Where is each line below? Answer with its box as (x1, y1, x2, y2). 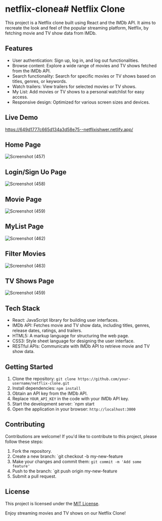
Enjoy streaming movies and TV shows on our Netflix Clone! (5, 510, 126, 516)
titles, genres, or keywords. (12, 78, 68, 84)
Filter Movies (5, 249, 46, 258)
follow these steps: (5, 439, 43, 444)
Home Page (5, 140, 41, 149)
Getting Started (5, 362, 53, 371)
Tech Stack (5, 304, 40, 312)
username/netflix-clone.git (12, 381, 69, 386)
